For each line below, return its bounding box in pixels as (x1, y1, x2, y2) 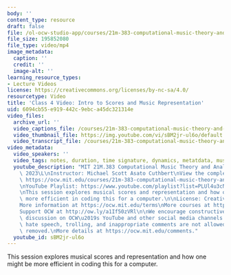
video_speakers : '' (13, 151, 69, 158)
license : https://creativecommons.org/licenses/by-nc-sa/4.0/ (7, 87, 189, 93)
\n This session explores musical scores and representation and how (19, 189, 220, 196)
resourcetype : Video (7, 93, 67, 100)
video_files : (7, 112, 45, 119)
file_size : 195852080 (7, 36, 69, 43)
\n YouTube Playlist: (19, 183, 78, 190)
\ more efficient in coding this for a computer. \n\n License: (19, 195, 201, 203)
